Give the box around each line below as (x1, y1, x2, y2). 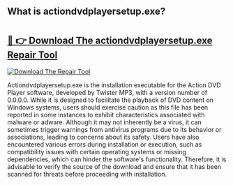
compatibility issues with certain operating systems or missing (7, 148, 187, 156)
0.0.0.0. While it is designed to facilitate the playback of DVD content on (7, 96, 214, 104)
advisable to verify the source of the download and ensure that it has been (7, 163, 222, 170)
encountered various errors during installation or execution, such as (7, 140, 202, 149)
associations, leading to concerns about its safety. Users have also (7, 133, 200, 141)
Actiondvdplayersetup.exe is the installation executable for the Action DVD (7, 81, 221, 89)
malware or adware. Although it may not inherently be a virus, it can (7, 118, 202, 126)
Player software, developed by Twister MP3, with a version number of (7, 89, 208, 96)
